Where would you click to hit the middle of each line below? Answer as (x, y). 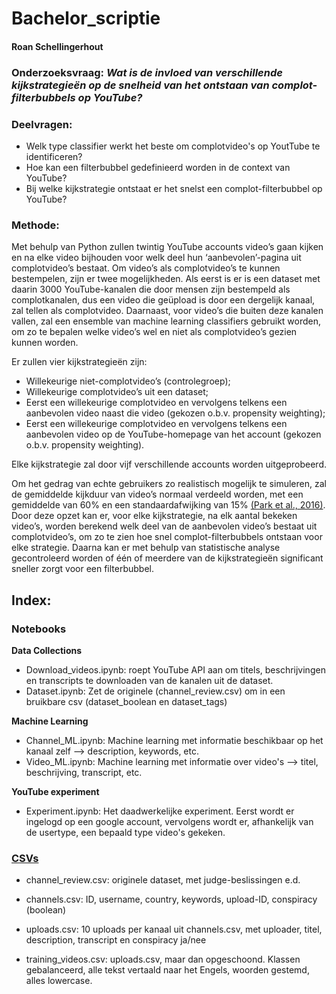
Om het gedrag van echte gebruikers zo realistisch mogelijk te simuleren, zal (169, 484)
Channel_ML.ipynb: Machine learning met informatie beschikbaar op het (174, 740)
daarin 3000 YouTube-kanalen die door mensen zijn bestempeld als (151, 289)
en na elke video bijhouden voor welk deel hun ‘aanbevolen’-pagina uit (156, 258)
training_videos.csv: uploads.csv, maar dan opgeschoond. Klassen (163, 959)
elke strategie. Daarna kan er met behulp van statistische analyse (146, 548)
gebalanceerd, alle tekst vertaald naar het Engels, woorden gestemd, (167, 970)
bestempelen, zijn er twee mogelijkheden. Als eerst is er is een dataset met (166, 279)
